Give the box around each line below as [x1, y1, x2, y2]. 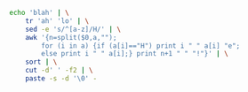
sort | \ [25, 57, 58, 66]
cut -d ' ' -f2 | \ [25, 66, 93, 75]
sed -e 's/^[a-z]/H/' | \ [25, 25, 122, 34]
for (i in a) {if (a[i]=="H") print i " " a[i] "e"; [41, 41, 241, 50]
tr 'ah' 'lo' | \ [25, 16, 90, 26]
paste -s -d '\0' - [25, 74, 98, 83]
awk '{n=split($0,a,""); [25, 33, 117, 42]
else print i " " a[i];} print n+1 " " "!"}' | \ [41, 50, 228, 58]
